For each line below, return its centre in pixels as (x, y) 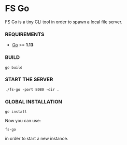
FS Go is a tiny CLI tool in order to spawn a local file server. (64, 22)
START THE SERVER (29, 79)
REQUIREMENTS (25, 34)
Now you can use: (23, 121)
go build (14, 67)
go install (16, 112)
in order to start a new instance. (37, 139)
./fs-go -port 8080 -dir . (32, 89)
